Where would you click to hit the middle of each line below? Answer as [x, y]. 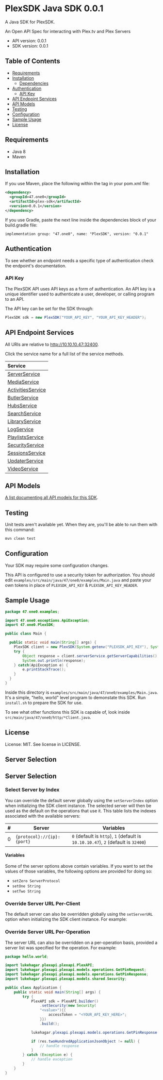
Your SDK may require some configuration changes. [57, 565]
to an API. [15, 299]
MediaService [23, 382]
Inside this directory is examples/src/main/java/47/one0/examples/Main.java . [81, 692]
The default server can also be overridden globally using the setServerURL [79, 914]
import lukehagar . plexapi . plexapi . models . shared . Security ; [66, 979]
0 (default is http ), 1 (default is [107, 836]
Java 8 [19, 152]
